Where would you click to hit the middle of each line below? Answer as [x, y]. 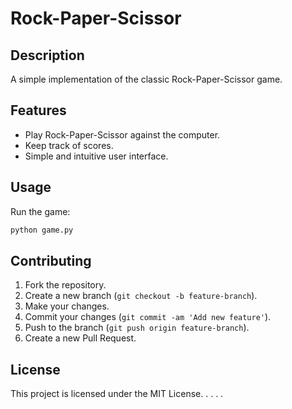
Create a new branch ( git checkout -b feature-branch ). [141, 296]
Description [47, 55]
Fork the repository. [65, 285]
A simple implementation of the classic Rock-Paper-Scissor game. [146, 79]
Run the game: [40, 211]
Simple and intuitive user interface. [96, 156]
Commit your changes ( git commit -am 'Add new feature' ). [148, 317]
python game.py [42, 230]
